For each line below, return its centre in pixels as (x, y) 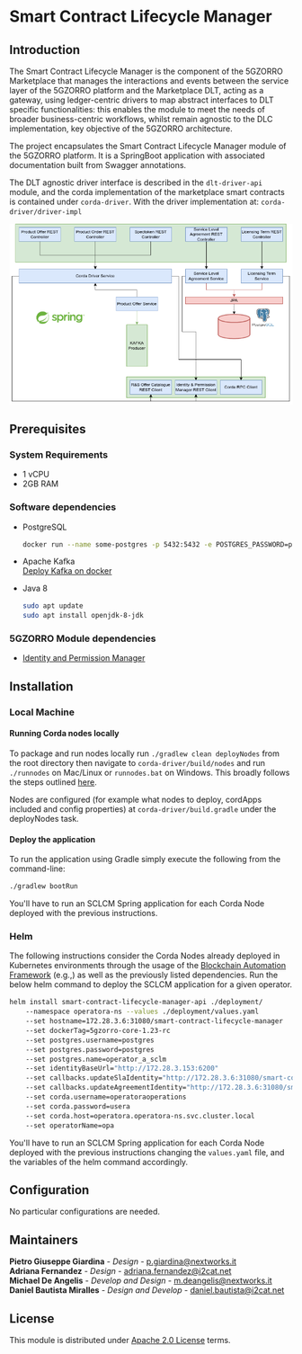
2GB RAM (40, 484)
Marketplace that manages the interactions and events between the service (149, 81)
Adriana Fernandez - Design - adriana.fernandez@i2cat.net (120, 1271)
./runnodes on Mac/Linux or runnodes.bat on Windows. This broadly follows (150, 772)
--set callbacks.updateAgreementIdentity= (106, 1088)
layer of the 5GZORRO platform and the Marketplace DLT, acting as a (137, 90)
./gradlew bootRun (44, 886)
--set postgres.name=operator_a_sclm (96, 1059)
